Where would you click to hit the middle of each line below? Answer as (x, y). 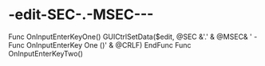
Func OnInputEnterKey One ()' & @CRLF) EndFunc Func (100, 45)
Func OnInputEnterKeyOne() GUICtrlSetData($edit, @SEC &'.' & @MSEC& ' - (133, 37)
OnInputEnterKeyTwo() (46, 53)
